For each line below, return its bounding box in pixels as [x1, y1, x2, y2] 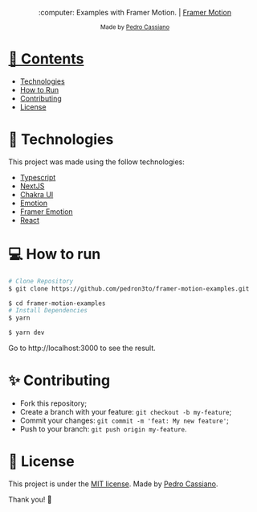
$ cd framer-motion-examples [8, 299, 106, 308]
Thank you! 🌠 [8, 494, 52, 504]
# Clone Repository [8, 277, 74, 285]
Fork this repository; [19, 398, 87, 408]
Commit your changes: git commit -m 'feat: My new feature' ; [19, 415, 229, 425]
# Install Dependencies [8, 307, 88, 315]
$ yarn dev [8, 328, 45, 337]
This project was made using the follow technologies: [8, 157, 185, 167]
